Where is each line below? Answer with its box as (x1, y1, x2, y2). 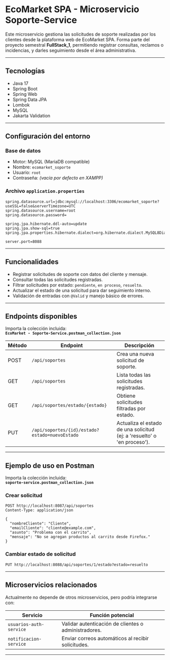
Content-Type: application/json (5, 508, 73, 513)
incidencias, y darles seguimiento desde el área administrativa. (5, 47, 137, 53)
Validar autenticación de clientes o (61, 620, 144, 627)
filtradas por (116, 405, 146, 412)
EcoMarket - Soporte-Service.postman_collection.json (5, 331, 121, 336)
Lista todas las (116, 371, 151, 378)
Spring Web (12, 91, 37, 97)
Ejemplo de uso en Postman (5, 461, 95, 470)
